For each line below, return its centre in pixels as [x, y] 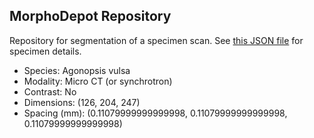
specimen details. [45, 51]
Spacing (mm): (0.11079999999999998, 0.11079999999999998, [155, 113]
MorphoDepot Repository [90, 16]
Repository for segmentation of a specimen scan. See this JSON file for [156, 40]
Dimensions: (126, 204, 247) [82, 102]
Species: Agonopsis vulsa [77, 70]
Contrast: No [50, 91]
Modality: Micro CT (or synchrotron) [98, 81]
